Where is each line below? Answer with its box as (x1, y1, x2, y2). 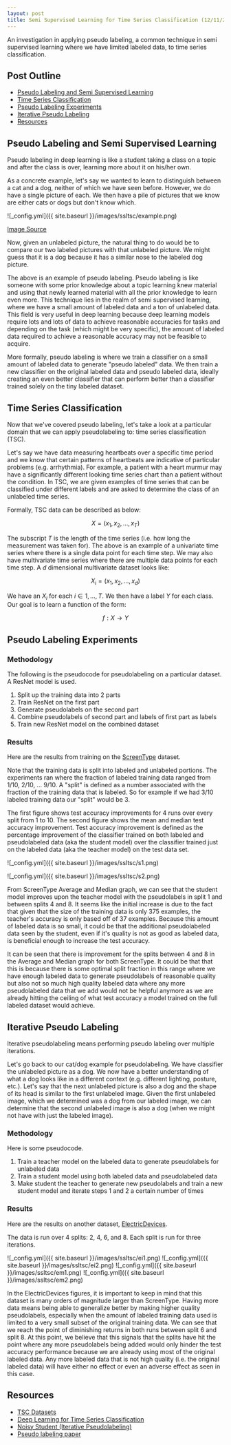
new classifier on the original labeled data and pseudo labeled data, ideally (7, 368, 219, 376)
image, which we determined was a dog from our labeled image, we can (7, 1096, 212, 1105)
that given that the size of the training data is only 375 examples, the (7, 907, 201, 916)
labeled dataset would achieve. (7, 1001, 96, 1010)
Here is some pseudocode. (7, 1144, 84, 1152)
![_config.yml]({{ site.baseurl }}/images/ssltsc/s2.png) (7, 872, 160, 880)
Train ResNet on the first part (16, 698, 100, 707)
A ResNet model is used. (7, 678, 77, 686)
